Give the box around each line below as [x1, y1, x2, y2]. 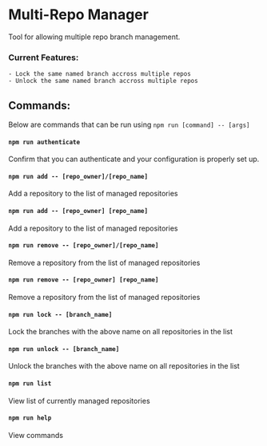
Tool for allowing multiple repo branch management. [8, 32, 181, 41]
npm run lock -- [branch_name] [8, 310, 113, 318]
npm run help [8, 414, 52, 422]
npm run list [8, 380, 52, 388]
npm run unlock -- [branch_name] [8, 345, 120, 353]
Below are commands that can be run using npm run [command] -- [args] [8, 120, 250, 129]
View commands [8, 430, 64, 440]
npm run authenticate [8, 138, 81, 146]
